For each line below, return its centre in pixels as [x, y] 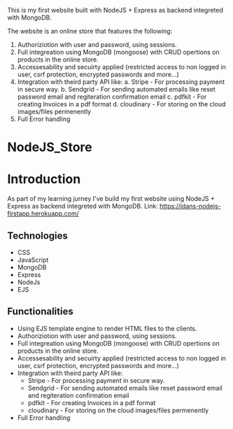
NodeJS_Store [50, 147]
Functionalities [40, 312]
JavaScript [33, 260]
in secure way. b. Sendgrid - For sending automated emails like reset [116, 89]
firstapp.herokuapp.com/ [43, 213]
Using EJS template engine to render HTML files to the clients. [107, 328]
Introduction [44, 180]
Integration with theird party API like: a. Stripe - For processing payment [121, 82]
